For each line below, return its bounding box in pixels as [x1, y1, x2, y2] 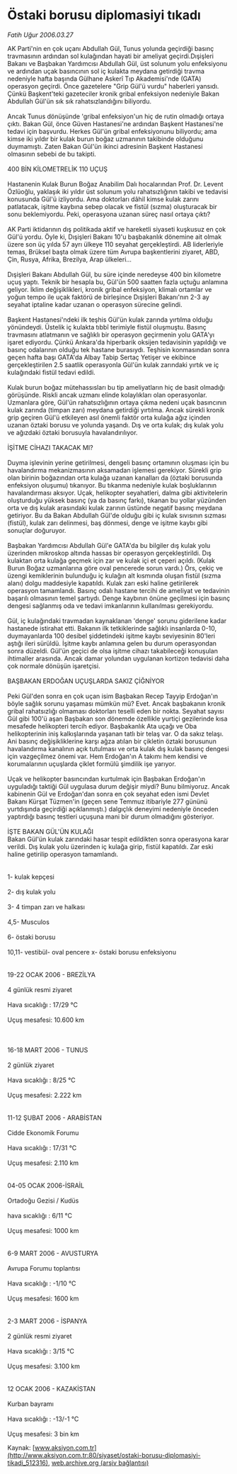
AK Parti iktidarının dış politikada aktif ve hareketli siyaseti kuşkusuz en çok [7, 225, 226, 233]
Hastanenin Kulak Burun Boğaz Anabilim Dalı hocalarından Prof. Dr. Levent [7, 179, 224, 188]
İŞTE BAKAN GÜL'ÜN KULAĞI [7, 827, 94, 836]
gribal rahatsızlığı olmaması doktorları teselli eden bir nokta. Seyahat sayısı [7, 707, 224, 715]
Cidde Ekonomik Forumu [7, 1128, 79, 1137]
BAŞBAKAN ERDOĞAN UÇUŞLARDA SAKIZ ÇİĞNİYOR [7, 677, 165, 685]
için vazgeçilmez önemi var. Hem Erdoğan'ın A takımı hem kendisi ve [7, 752, 207, 760]
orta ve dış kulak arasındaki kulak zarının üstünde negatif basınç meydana [7, 503, 223, 512]
